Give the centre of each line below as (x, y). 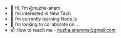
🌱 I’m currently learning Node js (44, 19)
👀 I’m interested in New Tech (41, 13)
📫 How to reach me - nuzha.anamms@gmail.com (63, 30)
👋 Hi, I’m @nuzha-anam (35, 8)
